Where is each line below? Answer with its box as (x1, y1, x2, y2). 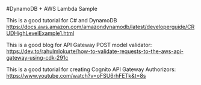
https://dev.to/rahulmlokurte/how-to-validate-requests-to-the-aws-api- (6, 48, 184, 55)
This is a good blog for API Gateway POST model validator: (6, 42, 152, 48)
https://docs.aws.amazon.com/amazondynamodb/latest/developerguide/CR (6, 24, 195, 30)
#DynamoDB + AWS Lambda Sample (6, 5, 97, 12)
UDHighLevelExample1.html (6, 30, 75, 37)
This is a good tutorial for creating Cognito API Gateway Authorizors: (6, 66, 176, 73)
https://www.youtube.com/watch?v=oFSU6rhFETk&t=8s (6, 72, 146, 79)
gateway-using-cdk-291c (6, 54, 69, 61)
